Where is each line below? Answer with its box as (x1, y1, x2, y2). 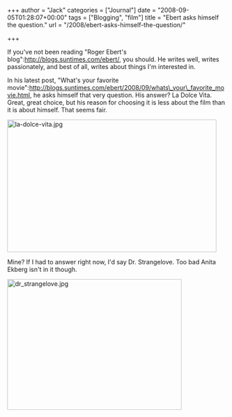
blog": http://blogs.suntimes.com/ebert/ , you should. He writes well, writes (7, 55, 219, 63)
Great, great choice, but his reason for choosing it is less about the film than (7, 98, 225, 107)
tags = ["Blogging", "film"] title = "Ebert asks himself (68, 13, 219, 22)
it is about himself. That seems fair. (7, 106, 108, 114)
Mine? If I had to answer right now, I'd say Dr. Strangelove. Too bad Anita (7, 258, 216, 266)
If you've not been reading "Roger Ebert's (7, 48, 127, 56)
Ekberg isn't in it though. (7, 265, 78, 273)
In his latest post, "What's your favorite (7, 76, 119, 84)
